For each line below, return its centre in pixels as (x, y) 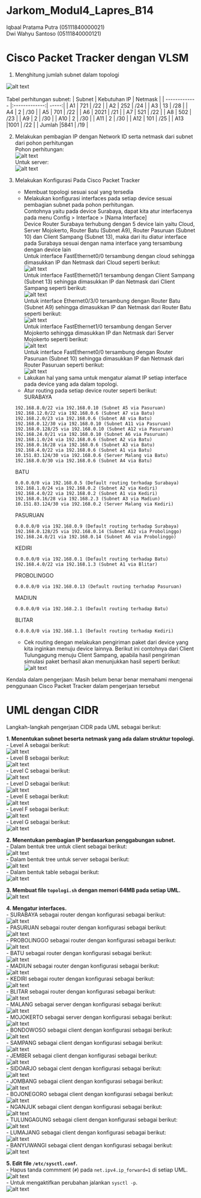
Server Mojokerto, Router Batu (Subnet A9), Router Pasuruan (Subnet (109, 230)
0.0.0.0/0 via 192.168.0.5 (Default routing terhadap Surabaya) (97, 483)
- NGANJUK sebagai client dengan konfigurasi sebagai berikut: (84, 1106)
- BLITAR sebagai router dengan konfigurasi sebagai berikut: (81, 991)
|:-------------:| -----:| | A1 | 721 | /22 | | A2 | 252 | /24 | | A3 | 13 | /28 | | (99, 106)
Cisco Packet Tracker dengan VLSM (97, 58)
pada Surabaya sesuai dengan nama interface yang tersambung (103, 243)
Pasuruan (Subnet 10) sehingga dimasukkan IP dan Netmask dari (104, 358)
